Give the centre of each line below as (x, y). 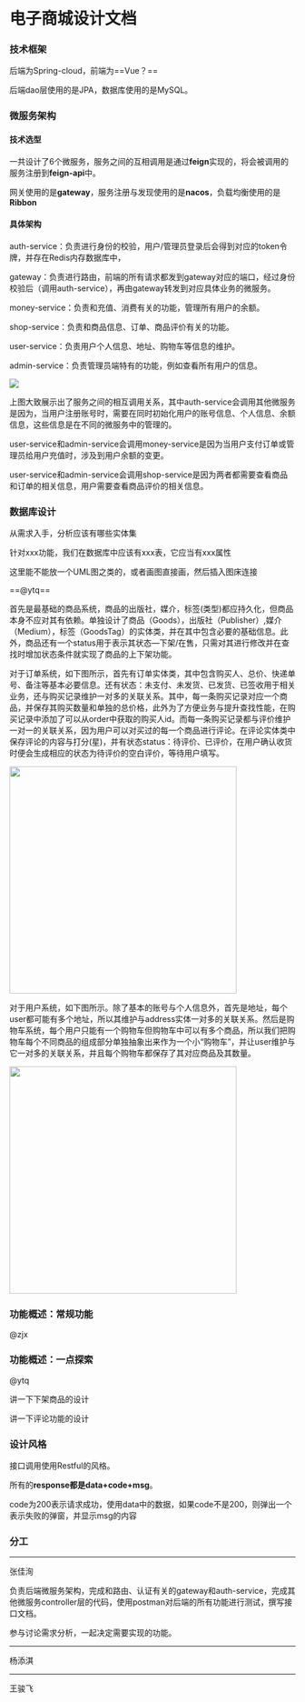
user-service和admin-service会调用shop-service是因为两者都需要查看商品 (149, 475)
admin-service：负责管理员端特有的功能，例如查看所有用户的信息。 (136, 365)
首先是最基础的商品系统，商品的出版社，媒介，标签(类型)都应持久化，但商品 (152, 609)
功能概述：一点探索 (51, 1360)
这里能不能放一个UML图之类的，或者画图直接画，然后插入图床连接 (133, 572)
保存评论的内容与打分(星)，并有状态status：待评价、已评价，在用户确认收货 (151, 742)
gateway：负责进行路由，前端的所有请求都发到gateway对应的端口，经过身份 (152, 276)
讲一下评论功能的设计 (49, 1418)
